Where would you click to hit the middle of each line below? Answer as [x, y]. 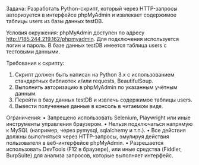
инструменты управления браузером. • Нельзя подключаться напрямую [99, 124]
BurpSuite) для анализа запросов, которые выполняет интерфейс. [90, 156]
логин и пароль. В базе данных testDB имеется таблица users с [87, 45]
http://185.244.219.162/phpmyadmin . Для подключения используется [93, 39]
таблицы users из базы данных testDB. [55, 21]
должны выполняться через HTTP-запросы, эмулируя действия [88, 137]
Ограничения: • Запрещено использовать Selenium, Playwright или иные [99, 118]
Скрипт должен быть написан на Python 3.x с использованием [94, 74]
